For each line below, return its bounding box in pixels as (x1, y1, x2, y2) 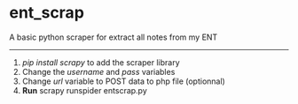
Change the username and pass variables (21, 66, 176, 77)
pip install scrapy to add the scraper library (21, 56, 180, 68)
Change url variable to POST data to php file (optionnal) (21, 76, 226, 86)
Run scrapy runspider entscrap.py (21, 85, 148, 95)
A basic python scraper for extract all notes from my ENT (9, 32, 218, 42)
